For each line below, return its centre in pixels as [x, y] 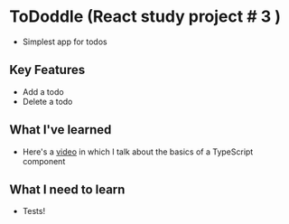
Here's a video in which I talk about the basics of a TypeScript [138, 152]
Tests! [34, 211]
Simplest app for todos [65, 42]
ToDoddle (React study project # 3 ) [145, 17]
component [44, 161]
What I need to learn [67, 189]
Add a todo [43, 91]
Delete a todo [47, 101]
